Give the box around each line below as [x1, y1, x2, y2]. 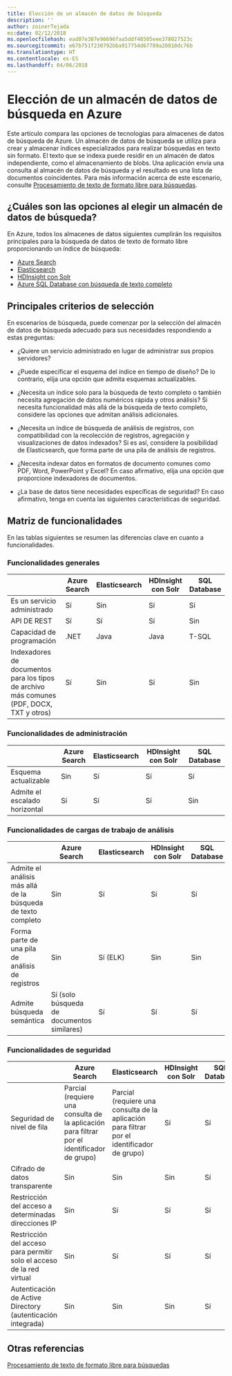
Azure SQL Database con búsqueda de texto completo [17, 280, 173, 288]
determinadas [10, 1210, 56, 1219]
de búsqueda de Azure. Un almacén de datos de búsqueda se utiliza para [7, 136, 216, 145]
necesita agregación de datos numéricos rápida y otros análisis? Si [17, 396, 208, 404]
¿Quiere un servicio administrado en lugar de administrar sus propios [17, 347, 214, 355]
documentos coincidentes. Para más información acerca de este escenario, [7, 173, 222, 182]
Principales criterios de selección [7, 300, 154, 312]
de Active [10, 1293, 41, 1303]
